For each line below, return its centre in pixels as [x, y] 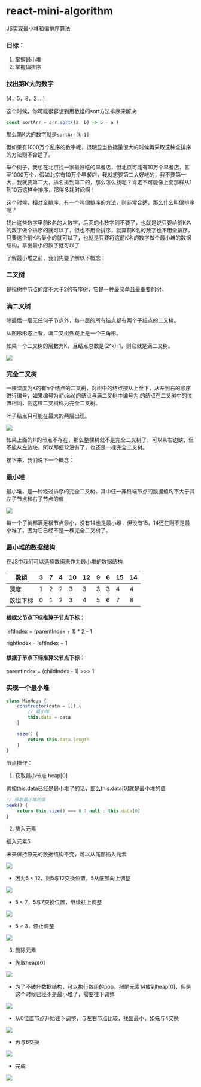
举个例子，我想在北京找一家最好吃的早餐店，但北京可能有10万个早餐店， [95, 167]
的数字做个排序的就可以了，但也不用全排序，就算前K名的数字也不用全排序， [100, 230]
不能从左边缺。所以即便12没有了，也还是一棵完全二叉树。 [77, 447]
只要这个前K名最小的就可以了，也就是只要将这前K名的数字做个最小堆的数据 [99, 238]
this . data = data [49, 717]
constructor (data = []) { [49, 706]
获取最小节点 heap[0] [41, 776]
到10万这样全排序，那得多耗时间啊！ [51, 190]
